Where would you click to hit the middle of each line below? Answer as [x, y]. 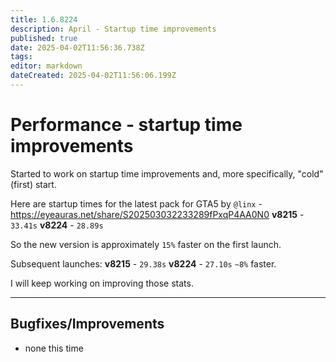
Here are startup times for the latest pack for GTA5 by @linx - [136, 203]
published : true [44, 38]
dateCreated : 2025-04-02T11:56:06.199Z [93, 76]
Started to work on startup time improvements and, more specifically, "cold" [167, 173]
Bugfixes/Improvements [87, 324]
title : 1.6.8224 [44, 19]
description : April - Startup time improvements [113, 29]
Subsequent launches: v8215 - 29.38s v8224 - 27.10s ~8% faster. [143, 263]
